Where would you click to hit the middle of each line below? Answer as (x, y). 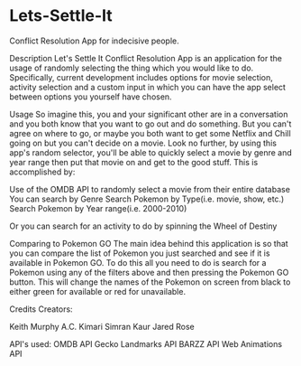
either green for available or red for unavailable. (98, 291)
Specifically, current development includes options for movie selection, (141, 77)
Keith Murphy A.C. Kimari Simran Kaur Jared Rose (102, 326)
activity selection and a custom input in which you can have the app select (148, 87)
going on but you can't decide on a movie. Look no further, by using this (143, 143)
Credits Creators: (41, 309)
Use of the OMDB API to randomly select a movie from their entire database (150, 189)
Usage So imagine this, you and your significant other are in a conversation (149, 114)
